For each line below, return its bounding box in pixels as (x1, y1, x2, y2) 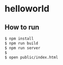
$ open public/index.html (4, 54, 58, 60)
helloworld (4, 3, 50, 14)
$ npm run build (4, 40, 38, 45)
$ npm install (4, 36, 34, 41)
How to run (4, 23, 40, 31)
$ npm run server (4, 45, 41, 50)
